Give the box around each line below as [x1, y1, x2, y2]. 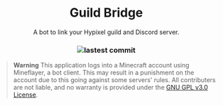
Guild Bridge [69, 5, 143, 21]
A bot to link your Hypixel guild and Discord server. [33, 28, 180, 36]
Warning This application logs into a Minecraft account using [13, 61, 189, 70]
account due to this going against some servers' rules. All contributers [13, 76, 216, 84]
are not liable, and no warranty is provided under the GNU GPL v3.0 [13, 83, 208, 92]
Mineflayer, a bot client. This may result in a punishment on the [13, 68, 194, 77]
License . [13, 90, 38, 99]
